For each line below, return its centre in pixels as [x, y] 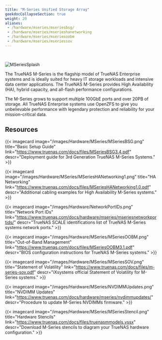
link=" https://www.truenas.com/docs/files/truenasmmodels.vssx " [71, 322]
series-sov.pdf [20, 272]
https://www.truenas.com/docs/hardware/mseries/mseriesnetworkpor [87, 217]
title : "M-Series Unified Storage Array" [47, 9]
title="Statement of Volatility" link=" [40, 267]
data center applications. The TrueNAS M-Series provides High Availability [79, 84]
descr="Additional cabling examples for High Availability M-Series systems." [81, 192]
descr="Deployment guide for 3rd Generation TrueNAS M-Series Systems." [80, 157]
